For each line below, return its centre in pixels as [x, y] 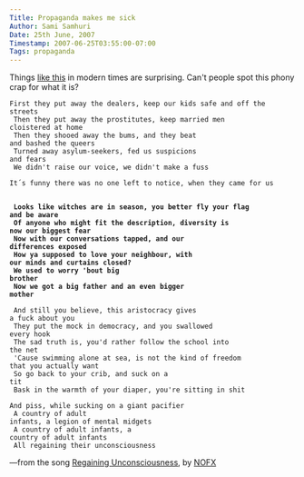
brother [24, 279]
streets [24, 112]
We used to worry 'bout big [66, 271]
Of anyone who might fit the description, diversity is [121, 224]
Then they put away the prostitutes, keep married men [119, 120]
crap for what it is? [44, 87]
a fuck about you [42, 319]
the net [24, 351]
